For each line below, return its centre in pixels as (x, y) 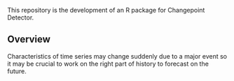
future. (17, 71)
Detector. (21, 17)
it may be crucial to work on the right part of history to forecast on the (108, 64)
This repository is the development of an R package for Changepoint (106, 10)
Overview (29, 39)
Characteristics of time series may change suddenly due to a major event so (117, 56)
